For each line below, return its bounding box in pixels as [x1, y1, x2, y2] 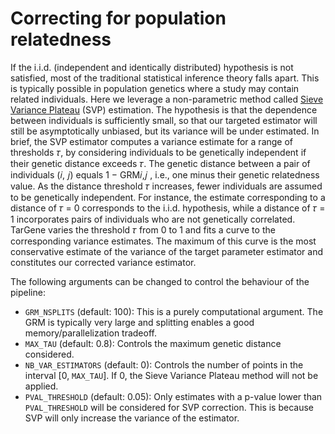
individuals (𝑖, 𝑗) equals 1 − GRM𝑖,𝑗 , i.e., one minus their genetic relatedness [10, 168, 320, 181]
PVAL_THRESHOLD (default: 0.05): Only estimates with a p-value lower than [24, 390, 323, 402]
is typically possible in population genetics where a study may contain [10, 82, 300, 94]
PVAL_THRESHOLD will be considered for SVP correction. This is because [24, 401, 314, 413]
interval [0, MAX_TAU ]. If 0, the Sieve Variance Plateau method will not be [24, 369, 319, 381]
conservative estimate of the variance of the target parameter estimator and [10, 245, 324, 257]
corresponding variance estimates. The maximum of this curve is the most [10, 235, 317, 247]
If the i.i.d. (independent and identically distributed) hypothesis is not [10, 61, 294, 73]
